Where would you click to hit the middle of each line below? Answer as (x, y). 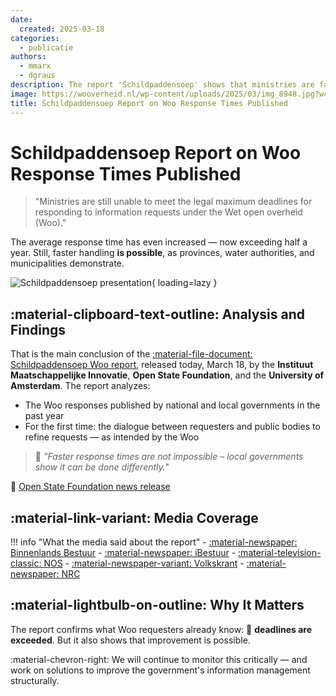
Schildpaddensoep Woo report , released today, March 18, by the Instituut (162, 365)
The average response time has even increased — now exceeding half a (159, 242)
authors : (28, 57)
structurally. (35, 680)
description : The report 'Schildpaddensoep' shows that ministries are (162, 85)
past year (44, 416)
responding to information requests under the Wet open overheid (168, 212)
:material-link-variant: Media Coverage (134, 517)
